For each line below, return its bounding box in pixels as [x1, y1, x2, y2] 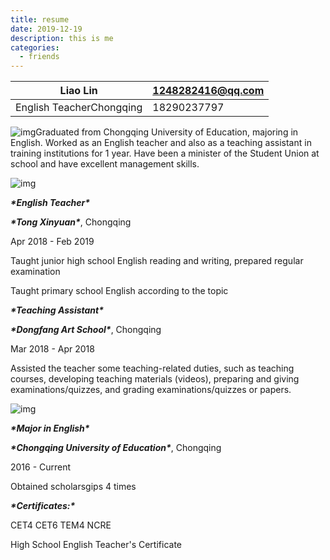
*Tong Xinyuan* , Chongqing [10, 216, 132, 228]
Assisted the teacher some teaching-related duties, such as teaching [10, 362, 295, 375]
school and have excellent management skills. [10, 158, 200, 170]
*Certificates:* [10, 500, 76, 512]
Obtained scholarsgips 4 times [10, 481, 137, 493]
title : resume [10, 14, 70, 25]
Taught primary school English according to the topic [10, 285, 229, 297]
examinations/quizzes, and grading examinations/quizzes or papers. [10, 384, 292, 396]
